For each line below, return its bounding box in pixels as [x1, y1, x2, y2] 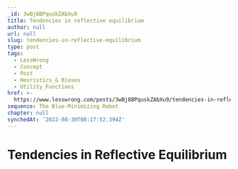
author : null [7, 23, 46, 31]
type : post [7, 43, 40, 50]
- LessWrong [13, 57, 50, 64]
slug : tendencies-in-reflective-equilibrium [7, 37, 141, 44]
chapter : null [7, 109, 50, 116]
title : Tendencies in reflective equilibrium [7, 17, 144, 24]
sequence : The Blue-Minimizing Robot [7, 103, 119, 110]
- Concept [13, 63, 42, 70]
